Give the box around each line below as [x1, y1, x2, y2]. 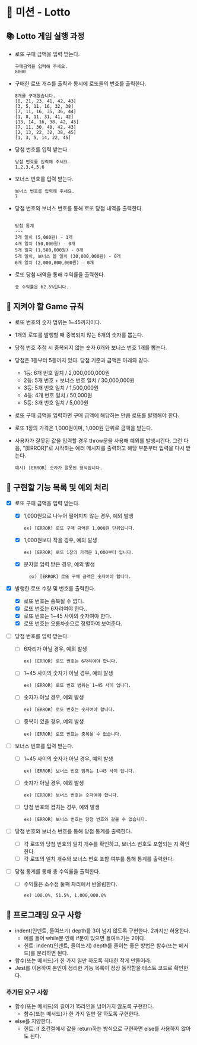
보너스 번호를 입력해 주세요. [14, 188, 75, 194]
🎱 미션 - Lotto [6, 5, 71, 19]
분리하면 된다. [36, 949, 69, 956]
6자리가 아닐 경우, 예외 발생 [23, 645, 87, 652]
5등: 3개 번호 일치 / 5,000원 [23, 399, 89, 406]
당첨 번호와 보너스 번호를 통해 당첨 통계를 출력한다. [14, 828, 132, 835]
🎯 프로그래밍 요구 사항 [6, 910, 82, 920]
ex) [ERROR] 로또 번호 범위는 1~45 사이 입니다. [23, 683, 132, 689]
